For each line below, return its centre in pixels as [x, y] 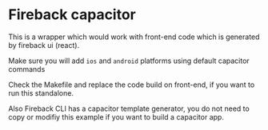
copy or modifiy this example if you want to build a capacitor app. [116, 116]
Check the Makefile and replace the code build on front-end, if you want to [132, 85]
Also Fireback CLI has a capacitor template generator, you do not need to [129, 108]
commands [27, 69]
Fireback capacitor [72, 15]
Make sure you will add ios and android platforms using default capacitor [129, 61]
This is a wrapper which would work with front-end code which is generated [134, 37]
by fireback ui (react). [44, 45]
